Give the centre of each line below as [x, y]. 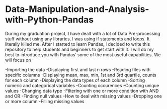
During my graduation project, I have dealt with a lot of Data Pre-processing [83, 33]
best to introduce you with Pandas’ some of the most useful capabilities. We [83, 54]
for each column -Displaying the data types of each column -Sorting [75, 80]
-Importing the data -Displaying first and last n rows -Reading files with [78, 69]
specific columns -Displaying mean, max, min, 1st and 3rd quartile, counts [81, 75]
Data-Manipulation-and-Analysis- [77, 9]
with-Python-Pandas [49, 20]
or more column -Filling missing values [45, 101]
